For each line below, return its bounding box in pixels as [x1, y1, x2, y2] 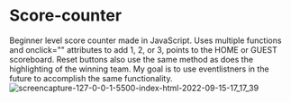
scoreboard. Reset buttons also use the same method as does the [9, 54, 254, 64]
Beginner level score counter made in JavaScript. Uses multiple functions [9, 35, 282, 46]
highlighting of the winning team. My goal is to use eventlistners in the [9, 64, 269, 74]
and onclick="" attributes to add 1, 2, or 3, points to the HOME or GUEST [9, 44, 277, 55]
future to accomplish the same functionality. [9, 72, 173, 83]
